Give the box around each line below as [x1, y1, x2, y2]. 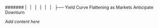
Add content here [5, 19, 40, 24]
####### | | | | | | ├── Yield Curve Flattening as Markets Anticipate [5, 5, 154, 10]
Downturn [5, 9, 25, 15]
